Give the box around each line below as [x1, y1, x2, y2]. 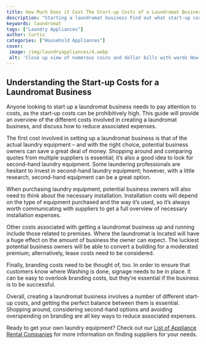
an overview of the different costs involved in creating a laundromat [6, 116, 177, 123]
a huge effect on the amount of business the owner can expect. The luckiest [6, 237, 199, 244]
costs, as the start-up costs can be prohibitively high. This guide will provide [6, 110, 199, 117]
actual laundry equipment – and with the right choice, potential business [6, 141, 189, 148]
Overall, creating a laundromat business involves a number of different [6, 292, 184, 300]
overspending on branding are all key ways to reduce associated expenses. [6, 312, 197, 319]
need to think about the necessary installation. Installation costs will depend [6, 192, 198, 199]
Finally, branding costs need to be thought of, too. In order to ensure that [6, 261, 190, 269]
